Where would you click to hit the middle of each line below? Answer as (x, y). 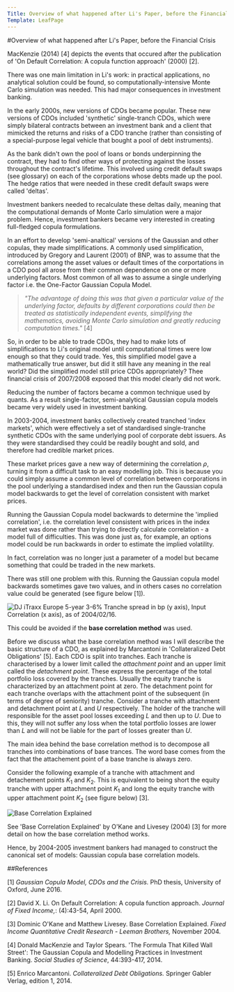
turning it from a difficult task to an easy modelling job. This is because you (115, 471)
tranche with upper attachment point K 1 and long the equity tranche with (111, 790)
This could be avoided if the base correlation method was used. (100, 628)
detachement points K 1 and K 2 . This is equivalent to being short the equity (114, 781)
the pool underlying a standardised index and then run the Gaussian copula (115, 486)
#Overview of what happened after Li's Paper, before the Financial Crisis (111, 40)
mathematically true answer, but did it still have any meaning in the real (109, 363)
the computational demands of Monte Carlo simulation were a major (105, 212)
